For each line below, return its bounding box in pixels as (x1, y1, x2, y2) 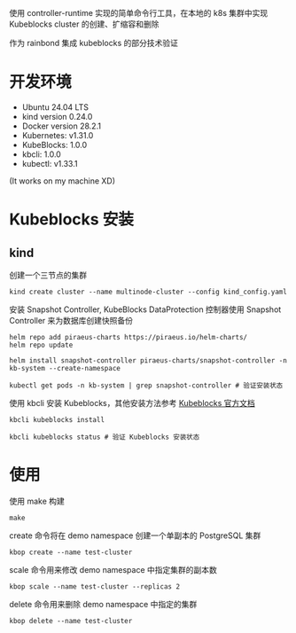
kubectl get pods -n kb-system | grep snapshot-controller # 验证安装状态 (9, 380, 284, 390)
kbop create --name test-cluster (9, 548, 133, 557)
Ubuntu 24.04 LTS (21, 101, 90, 113)
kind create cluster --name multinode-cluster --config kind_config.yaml (9, 287, 288, 296)
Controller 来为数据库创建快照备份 (9, 315, 134, 325)
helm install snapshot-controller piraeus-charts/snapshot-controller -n (9, 356, 288, 365)
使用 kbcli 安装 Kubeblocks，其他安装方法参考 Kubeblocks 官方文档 (9, 397, 255, 408)
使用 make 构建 (9, 496, 65, 506)
